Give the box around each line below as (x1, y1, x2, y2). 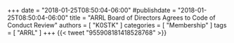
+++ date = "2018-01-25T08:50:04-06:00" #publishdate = (7, 6, 177, 14)
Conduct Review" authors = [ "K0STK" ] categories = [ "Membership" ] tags (7, 21, 227, 29)
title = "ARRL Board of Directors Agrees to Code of (70, 13, 216, 22)
